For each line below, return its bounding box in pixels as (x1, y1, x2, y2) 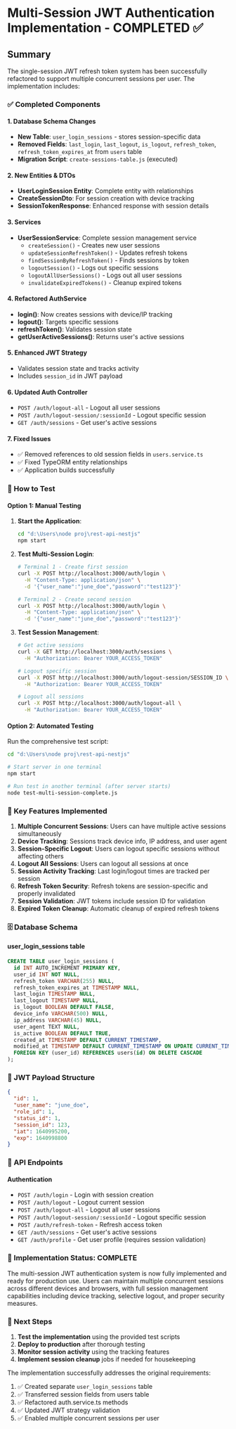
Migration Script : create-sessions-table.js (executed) (17, 155, 178, 163)
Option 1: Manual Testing (7, 501, 81, 509)
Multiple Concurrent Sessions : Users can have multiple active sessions (17, 822, 227, 830)
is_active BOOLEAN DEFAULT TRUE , (13, 1029, 112, 1037)
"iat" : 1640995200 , (13, 1128, 71, 1135)
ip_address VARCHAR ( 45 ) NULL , (13, 1017, 102, 1024)
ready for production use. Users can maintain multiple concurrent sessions (7, 1276, 224, 1285)
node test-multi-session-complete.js (7, 789, 118, 796)
